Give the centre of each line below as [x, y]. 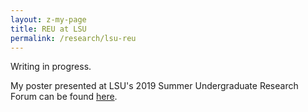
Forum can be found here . [64, 97]
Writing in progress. [51, 67]
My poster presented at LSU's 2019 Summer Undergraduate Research [154, 86]
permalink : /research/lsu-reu [73, 38]
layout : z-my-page [48, 19]
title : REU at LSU [48, 29]
